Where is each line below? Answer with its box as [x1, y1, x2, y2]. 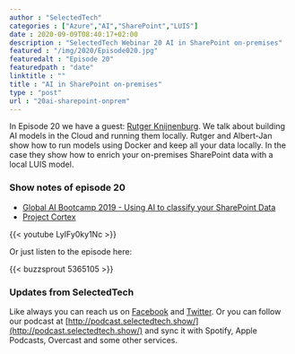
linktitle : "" [9, 72, 66, 81]
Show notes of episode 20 [9, 181, 126, 194]
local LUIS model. [9, 159, 74, 170]
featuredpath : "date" [9, 64, 94, 73]
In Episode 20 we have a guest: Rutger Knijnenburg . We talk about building [9, 121, 285, 132]
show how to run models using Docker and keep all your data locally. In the [9, 140, 287, 151]
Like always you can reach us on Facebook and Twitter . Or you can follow [9, 306, 282, 316]
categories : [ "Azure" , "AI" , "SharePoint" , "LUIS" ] [9, 22, 199, 30]
